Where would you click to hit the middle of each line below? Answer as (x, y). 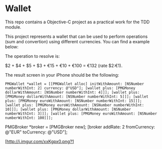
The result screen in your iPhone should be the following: (62, 75)
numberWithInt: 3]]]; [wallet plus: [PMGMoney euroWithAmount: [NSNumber (81, 114)
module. (13, 27)
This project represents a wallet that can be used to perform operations (76, 36)
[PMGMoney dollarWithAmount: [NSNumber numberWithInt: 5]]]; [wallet (77, 97)
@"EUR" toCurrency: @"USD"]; (36, 132)
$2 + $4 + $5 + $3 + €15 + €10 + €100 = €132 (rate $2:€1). (64, 66)
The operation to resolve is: (32, 56)
